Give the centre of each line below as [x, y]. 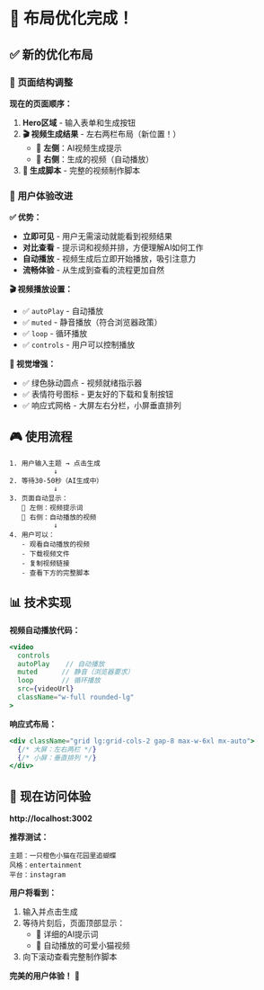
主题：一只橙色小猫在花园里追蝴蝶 [63, 856]
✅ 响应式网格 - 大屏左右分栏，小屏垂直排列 [101, 406]
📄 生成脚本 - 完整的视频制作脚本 [81, 170]
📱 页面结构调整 [41, 82]
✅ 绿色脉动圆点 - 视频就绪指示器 [82, 383]
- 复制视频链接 [45, 563]
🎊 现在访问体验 [50, 796]
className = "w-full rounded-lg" [76, 698]
